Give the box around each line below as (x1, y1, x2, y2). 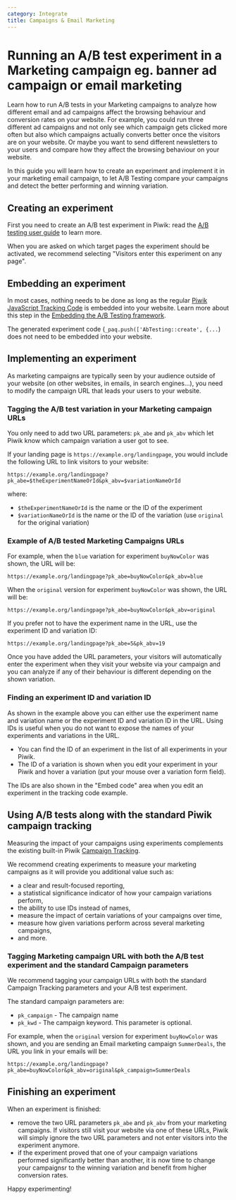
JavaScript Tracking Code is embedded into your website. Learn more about (7, 304, 229, 313)
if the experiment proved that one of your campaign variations (17, 1148, 198, 1157)
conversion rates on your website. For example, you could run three (7, 116, 204, 124)
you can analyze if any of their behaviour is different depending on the (7, 667, 211, 676)
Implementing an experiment (7, 353, 137, 365)
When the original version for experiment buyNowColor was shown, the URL (7, 586, 228, 594)
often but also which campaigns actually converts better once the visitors (7, 131, 221, 139)
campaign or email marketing (7, 77, 182, 93)
